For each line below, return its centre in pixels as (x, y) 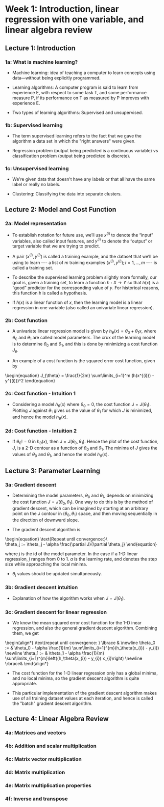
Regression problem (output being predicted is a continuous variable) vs (85, 151)
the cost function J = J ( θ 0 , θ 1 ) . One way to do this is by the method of (82, 503)
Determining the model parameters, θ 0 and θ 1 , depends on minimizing (83, 496)
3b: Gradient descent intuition (42, 588)
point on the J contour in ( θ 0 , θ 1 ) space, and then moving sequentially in (85, 514)
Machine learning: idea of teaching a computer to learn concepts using (84, 73)
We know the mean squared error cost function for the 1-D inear (77, 622)
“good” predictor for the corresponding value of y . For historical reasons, (86, 288)
